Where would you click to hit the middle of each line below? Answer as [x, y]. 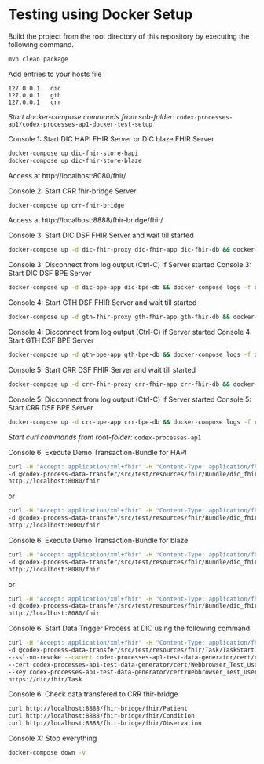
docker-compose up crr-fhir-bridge [66, 205]
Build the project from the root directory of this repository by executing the [129, 36]
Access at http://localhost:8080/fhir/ [67, 175]
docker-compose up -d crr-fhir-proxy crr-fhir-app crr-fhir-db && [119, 384]
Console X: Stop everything [53, 738]
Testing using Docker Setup [101, 15]
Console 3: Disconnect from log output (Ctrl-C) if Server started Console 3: [130, 265]
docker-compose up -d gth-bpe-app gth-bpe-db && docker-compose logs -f [130, 355]
